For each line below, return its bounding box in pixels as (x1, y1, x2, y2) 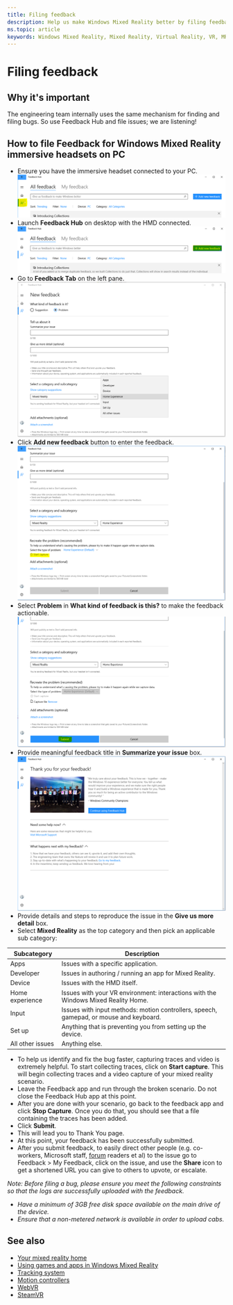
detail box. (17, 919, 49, 927)
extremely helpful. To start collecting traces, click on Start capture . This (17, 1062, 224, 1071)
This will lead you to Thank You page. (17, 1128, 125, 1137)
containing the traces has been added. (17, 1114, 128, 1122)
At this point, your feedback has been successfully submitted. (17, 1136, 194, 1144)
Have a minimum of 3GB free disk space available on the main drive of (17, 1200, 221, 1208)
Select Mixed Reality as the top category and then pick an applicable (17, 927, 216, 935)
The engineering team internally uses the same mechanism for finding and (7, 110, 220, 118)
